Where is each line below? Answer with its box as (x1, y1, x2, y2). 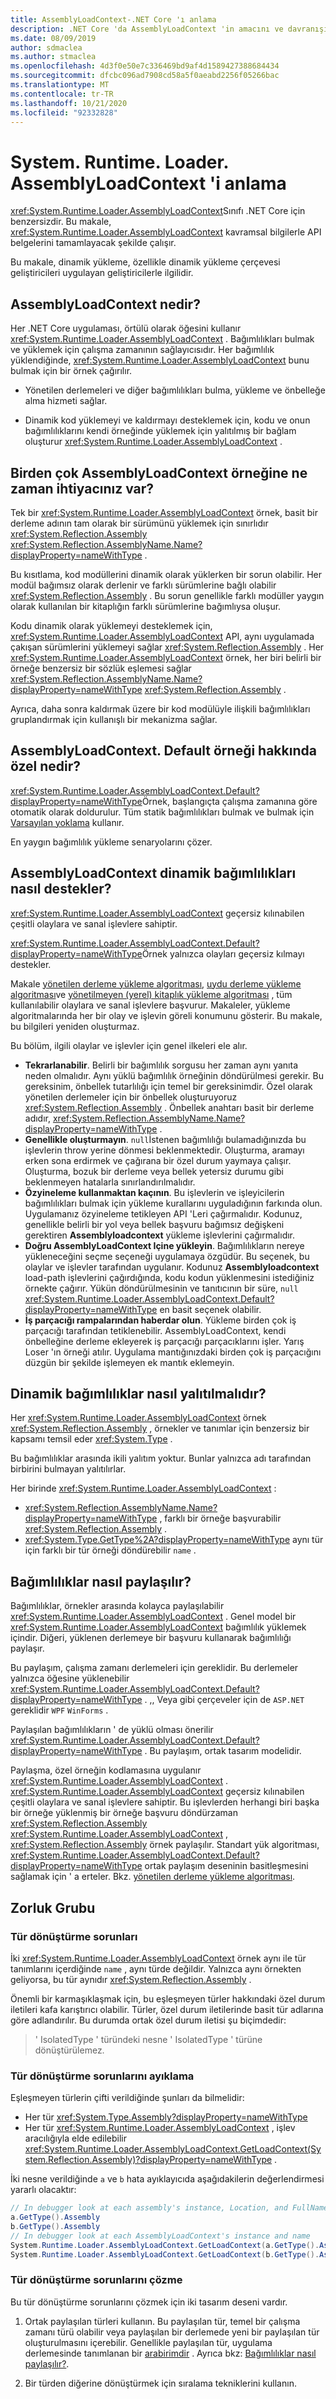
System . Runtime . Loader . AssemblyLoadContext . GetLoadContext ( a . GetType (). (10, 2240, 320, 2250)
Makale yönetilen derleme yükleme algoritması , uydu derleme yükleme (10, 977, 302, 990)
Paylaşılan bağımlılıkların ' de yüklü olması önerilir (10, 1724, 214, 1736)
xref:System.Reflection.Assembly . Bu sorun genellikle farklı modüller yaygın (10, 589, 325, 601)
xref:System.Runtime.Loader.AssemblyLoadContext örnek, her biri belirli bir (10, 651, 322, 663)
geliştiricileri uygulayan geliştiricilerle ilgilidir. (10, 267, 194, 279)
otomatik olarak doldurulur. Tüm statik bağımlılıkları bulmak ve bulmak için (10, 806, 315, 818)
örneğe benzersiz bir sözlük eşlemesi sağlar (10, 662, 192, 674)
